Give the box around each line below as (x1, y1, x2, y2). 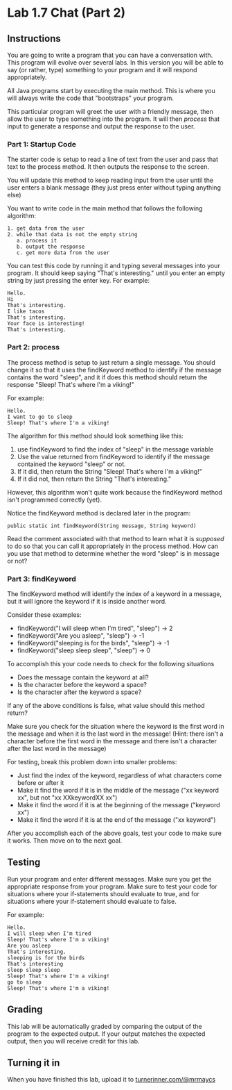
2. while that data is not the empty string (7, 231, 138, 238)
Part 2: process (7, 342, 60, 352)
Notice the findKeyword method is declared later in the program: (7, 509, 191, 517)
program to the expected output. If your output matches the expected (7, 1030, 206, 1038)
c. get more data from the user (16, 249, 110, 256)
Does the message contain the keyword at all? (17, 672, 149, 682)
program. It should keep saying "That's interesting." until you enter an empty (7, 269, 225, 277)
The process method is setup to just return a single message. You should (7, 358, 216, 366)
